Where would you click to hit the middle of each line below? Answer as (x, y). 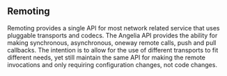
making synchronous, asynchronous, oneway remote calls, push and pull (112, 42)
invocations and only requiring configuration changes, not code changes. (112, 64)
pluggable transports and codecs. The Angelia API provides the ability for (112, 35)
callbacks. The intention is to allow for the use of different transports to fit (113, 50)
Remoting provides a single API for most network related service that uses (113, 28)
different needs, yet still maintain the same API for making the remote (106, 57)
